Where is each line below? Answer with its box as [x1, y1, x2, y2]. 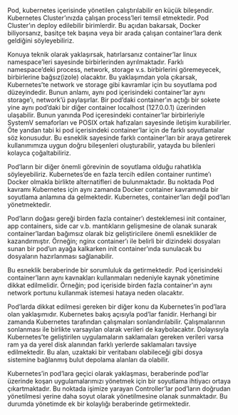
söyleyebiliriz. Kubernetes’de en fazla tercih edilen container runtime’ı [7, 170, 212, 178]
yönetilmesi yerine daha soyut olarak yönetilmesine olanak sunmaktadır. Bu [7, 392, 228, 400]
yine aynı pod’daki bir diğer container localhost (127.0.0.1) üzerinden [7, 103, 206, 111]
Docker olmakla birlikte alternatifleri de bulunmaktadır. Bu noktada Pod [7, 178, 215, 186]
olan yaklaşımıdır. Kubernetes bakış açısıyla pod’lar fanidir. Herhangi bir [7, 310, 217, 318]
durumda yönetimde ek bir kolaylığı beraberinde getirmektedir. [7, 399, 191, 408]
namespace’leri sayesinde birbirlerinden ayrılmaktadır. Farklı [7, 58, 184, 66]
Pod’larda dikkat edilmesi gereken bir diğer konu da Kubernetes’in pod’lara [7, 302, 227, 311]
